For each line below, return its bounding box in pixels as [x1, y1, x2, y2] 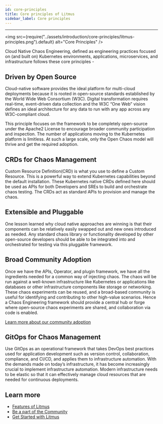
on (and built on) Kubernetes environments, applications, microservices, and [5, 54, 158, 60]
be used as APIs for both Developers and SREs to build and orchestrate [5, 184, 147, 189]
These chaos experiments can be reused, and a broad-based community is [5, 289, 156, 295]
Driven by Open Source [5, 73, 77, 81]
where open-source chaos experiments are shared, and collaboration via [5, 304, 151, 310]
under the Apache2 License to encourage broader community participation [5, 126, 155, 132]
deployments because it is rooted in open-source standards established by [5, 91, 155, 97]
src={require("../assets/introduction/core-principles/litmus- [16, 34, 135, 40]
